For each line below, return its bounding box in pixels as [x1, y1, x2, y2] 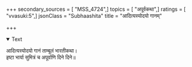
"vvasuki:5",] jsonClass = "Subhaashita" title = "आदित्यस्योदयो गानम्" [6, 12, 162, 19]
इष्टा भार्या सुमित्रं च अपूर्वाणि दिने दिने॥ [6, 54, 76, 60]
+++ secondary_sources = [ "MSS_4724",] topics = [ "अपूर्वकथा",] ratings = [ [6, 6, 186, 12]
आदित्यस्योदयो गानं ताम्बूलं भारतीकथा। [6, 47, 78, 54]
